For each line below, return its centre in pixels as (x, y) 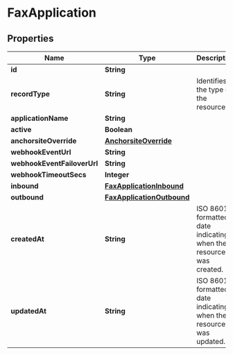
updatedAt (29, 311)
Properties (31, 39)
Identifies (212, 81)
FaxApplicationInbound (144, 186)
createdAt (28, 239)
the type (210, 90)
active (21, 130)
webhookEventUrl (41, 152)
